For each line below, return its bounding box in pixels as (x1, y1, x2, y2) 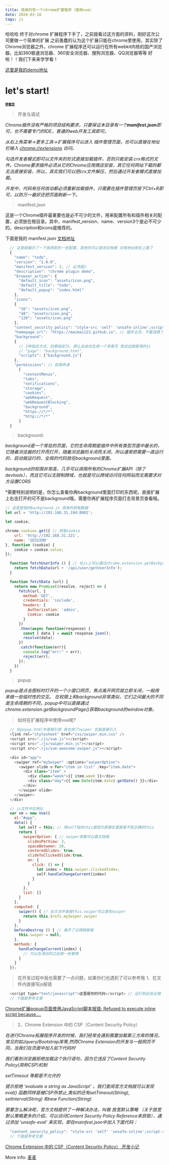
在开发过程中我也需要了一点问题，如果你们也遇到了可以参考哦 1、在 (17, 975, 157, 981)
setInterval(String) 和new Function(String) (5, 1096, 92, 1102)
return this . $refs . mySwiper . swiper (23, 913, 98, 919)
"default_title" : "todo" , (18, 283, 73, 288)
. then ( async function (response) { (18, 626, 91, 631)
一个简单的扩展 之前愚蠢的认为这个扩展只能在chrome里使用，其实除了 (18, 37, 163, 43)
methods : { (14, 942, 37, 947)
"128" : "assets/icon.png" (18, 315, 73, 321)
